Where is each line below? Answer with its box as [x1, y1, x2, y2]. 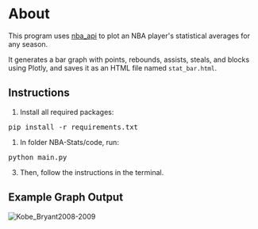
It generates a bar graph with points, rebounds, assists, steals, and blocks [8, 55, 250, 64]
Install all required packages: [19, 107, 114, 116]
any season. [8, 39, 48, 48]
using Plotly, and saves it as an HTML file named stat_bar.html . [8, 63, 217, 72]
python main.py [8, 152, 67, 162]
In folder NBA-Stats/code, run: [19, 137, 119, 147]
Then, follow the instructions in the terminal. [19, 167, 164, 177]
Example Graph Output [8, 191, 124, 204]
